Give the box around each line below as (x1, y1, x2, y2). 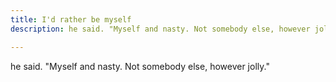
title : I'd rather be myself (10, 14, 132, 25)
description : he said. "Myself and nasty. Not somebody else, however (10, 24, 311, 34)
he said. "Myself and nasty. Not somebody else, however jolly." (10, 60, 270, 72)
